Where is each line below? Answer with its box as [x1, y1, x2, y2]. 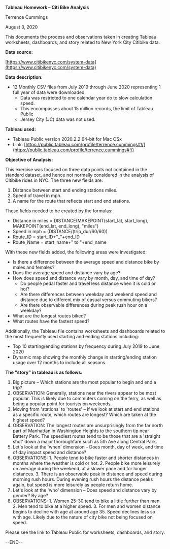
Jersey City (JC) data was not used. [20, 116, 95, 122]
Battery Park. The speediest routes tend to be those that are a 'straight [12, 433, 161, 439]
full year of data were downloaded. [12, 89, 86, 95]
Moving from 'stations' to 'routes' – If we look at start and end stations [12, 406, 160, 412]
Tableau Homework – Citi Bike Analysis [5, 5, 89, 10]
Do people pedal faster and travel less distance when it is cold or [20, 280, 156, 286]
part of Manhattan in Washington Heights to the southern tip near [12, 428, 149, 434]
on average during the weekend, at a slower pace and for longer [12, 466, 147, 471]
